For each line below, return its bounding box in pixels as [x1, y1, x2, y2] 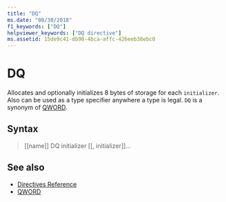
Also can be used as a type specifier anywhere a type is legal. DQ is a [7, 96, 203, 104]
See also [7, 162, 45, 174]
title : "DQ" [7, 10, 41, 17]
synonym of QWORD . [7, 103, 68, 111]
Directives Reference [17, 180, 77, 188]
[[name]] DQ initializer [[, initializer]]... [23, 141, 131, 149]
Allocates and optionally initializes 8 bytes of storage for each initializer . [7, 89, 220, 97]
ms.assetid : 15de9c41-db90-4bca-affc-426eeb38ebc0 [7, 36, 156, 43]
